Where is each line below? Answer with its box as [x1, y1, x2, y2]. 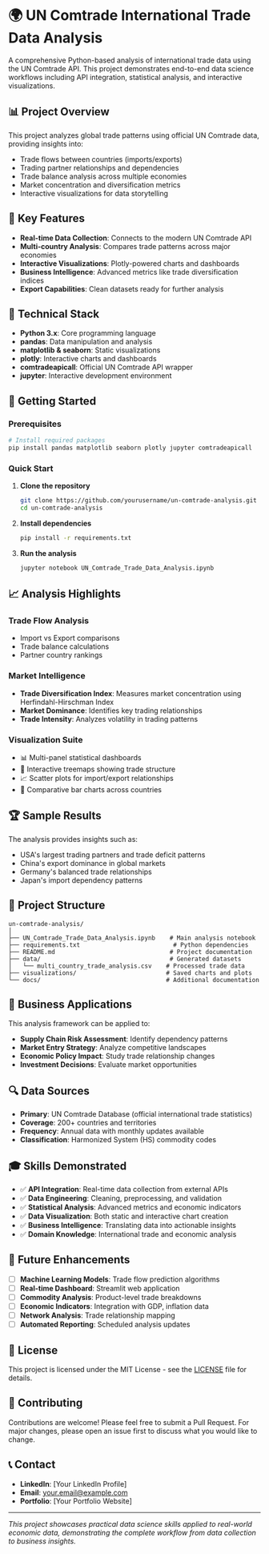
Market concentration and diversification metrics [19, 179, 181, 189]
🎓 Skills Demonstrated [8, 1159, 126, 1173]
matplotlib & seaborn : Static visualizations [19, 345, 161, 355]
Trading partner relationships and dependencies [19, 163, 179, 172]
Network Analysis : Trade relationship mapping [19, 1310, 176, 1320]
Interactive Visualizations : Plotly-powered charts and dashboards [19, 258, 240, 268]
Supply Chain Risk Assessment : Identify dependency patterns [19, 1034, 228, 1044]
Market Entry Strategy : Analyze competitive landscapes [19, 1043, 207, 1053]
